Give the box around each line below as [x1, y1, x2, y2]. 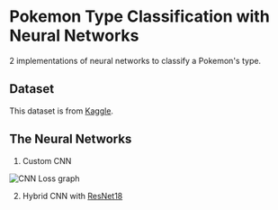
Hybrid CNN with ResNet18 [22, 190, 123, 201]
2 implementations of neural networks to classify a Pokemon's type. [9, 55, 262, 66]
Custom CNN [22, 155, 72, 166]
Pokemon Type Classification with [9, 6, 270, 27]
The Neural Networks [9, 132, 132, 147]
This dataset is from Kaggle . [9, 105, 114, 116]
